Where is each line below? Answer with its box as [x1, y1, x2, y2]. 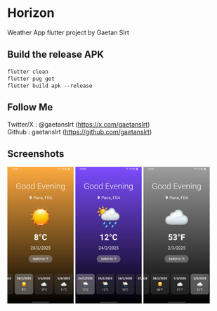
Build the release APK [7, 49, 104, 61]
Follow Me [7, 101, 53, 113]
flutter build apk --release [7, 82, 93, 89]
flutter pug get [7, 75, 55, 82]
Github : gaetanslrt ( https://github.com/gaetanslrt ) [7, 127, 152, 136]
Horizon [7, 5, 55, 21]
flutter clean [7, 68, 49, 75]
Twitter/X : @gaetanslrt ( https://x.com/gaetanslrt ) [7, 120, 150, 128]
